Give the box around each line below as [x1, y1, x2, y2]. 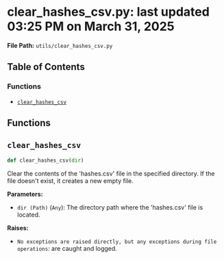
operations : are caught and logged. [16, 244, 118, 252]
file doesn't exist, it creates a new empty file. [7, 176, 134, 185]
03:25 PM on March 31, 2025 [7, 18, 175, 34]
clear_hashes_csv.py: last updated [7, 4, 210, 20]
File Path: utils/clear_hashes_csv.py [7, 41, 113, 49]
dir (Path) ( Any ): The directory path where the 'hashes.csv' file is [16, 203, 203, 211]
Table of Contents [7, 61, 86, 73]
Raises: [7, 223, 29, 232]
